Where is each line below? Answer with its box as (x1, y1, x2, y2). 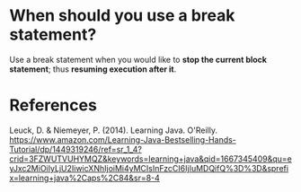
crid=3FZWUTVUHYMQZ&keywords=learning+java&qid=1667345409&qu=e (9, 153, 292, 164)
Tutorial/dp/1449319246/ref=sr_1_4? (9, 144, 142, 154)
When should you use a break (9, 5, 235, 26)
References (9, 95, 97, 116)
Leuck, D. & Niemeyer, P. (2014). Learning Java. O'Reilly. (9, 125, 218, 135)
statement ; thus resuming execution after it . (9, 64, 177, 74)
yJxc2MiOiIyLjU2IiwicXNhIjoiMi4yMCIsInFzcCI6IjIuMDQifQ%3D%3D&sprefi (9, 162, 289, 173)
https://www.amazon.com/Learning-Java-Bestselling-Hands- (9, 134, 236, 144)
